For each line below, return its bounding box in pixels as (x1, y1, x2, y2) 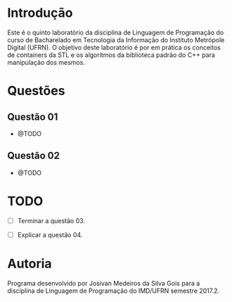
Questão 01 (7, 111, 58, 122)
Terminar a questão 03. (17, 216, 86, 225)
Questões (7, 83, 65, 99)
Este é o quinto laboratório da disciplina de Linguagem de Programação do (7, 28, 224, 37)
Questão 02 (7, 150, 60, 162)
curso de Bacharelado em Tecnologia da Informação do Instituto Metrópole (7, 35, 225, 44)
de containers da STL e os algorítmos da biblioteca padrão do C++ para (7, 51, 216, 59)
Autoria (7, 256, 52, 272)
